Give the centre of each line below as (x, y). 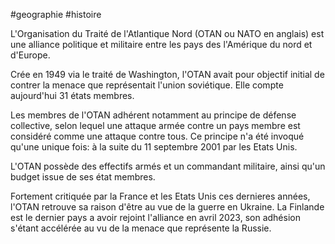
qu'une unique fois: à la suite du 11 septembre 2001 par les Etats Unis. (154, 147)
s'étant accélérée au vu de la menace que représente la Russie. (141, 228)
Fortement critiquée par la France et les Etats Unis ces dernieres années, (160, 196)
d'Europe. (30, 55)
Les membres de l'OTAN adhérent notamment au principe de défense (153, 115)
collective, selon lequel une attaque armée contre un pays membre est (155, 125)
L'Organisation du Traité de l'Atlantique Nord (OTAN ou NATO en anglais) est (167, 33)
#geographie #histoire (56, 14)
